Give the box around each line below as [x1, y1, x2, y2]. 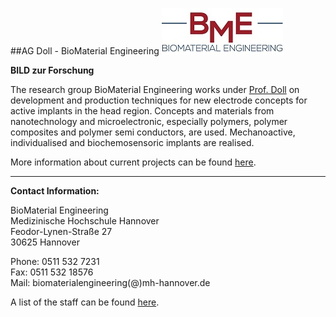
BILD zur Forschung [10, 64, 95, 76]
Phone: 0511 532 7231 [10, 256, 100, 267]
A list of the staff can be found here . [10, 296, 160, 308]
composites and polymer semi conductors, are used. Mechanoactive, [10, 126, 296, 138]
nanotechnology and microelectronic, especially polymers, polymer [10, 116, 288, 127]
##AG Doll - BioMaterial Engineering [10, 45, 160, 57]
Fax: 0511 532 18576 [10, 266, 94, 278]
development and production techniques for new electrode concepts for [10, 94, 308, 106]
